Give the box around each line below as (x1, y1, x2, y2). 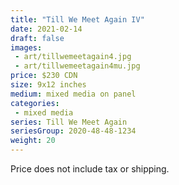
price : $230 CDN (10, 71, 78, 81)
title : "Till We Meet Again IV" (10, 14, 145, 25)
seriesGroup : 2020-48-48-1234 (10, 126, 137, 136)
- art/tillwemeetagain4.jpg (14, 52, 132, 62)
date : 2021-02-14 (10, 24, 83, 34)
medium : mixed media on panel (10, 89, 137, 99)
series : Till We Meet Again (10, 117, 128, 127)
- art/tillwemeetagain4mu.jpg (14, 61, 141, 71)
